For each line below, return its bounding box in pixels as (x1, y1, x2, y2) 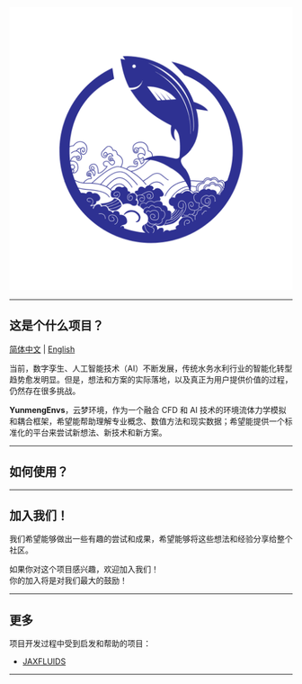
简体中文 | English (9, 344, 75, 355)
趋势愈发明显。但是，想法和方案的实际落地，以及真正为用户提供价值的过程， (9, 373, 293, 384)
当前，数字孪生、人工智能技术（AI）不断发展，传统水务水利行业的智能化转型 (9, 363, 293, 373)
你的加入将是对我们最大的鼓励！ (9, 575, 128, 586)
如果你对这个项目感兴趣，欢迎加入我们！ (9, 564, 159, 575)
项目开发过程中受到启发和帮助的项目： (9, 638, 151, 649)
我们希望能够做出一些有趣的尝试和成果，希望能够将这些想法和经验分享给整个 (9, 534, 293, 544)
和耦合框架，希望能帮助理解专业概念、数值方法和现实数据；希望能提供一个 (9, 416, 285, 427)
